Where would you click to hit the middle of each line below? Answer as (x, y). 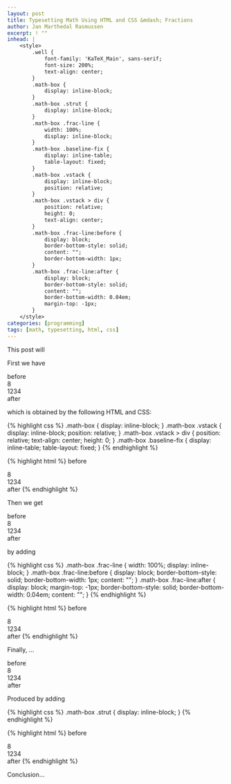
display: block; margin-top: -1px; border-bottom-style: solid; (93, 587)
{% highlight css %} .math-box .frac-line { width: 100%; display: (98, 565)
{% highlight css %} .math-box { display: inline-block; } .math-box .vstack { (114, 425)
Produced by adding (36, 699)
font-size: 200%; (69, 65)
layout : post (26, 14)
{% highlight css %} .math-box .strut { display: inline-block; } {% (99, 712)
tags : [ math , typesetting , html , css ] (63, 330)
